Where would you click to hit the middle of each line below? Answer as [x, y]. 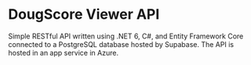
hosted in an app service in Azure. [64, 52]
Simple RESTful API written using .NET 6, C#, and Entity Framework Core [126, 36]
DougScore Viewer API [84, 14]
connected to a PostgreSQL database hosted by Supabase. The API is [121, 44]
